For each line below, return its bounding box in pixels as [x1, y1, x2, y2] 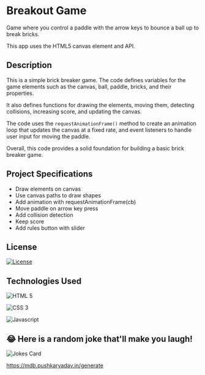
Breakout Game [6, 4, 87, 18]
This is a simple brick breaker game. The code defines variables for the [6, 76, 186, 83]
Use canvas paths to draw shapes [15, 191, 102, 199]
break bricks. [6, 30, 40, 37]
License [6, 241, 37, 252]
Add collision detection [15, 211, 73, 218]
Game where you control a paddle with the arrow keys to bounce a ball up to [6, 24, 199, 31]
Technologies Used [6, 276, 81, 286]
